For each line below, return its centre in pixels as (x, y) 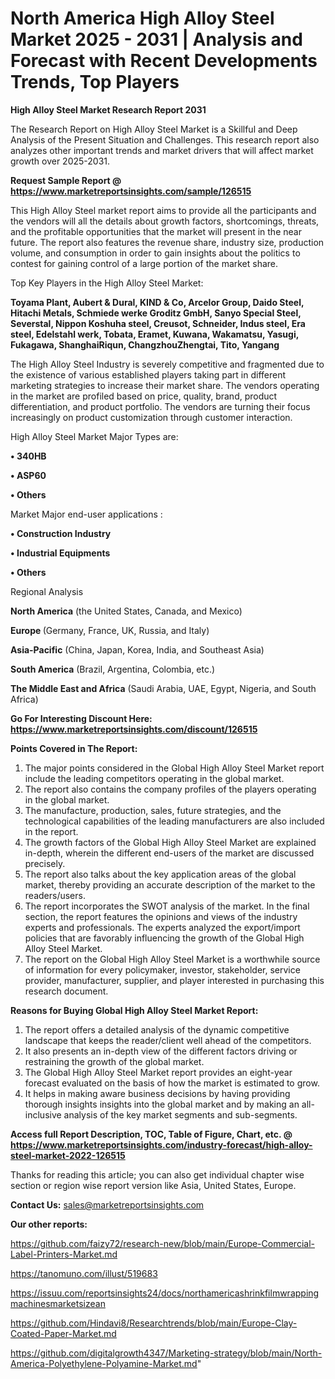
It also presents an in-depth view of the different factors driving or (161, 1051)
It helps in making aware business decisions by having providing (157, 1093)
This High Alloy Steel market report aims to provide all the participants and (163, 210)
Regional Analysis (47, 591)
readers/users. (55, 895)
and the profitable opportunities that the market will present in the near (156, 231)
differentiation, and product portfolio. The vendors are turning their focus (160, 406)
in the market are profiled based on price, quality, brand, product (144, 396)
